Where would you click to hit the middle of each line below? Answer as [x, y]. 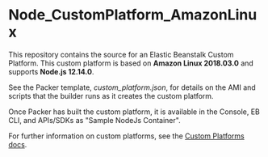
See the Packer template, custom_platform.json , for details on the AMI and [132, 87]
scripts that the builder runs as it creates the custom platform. [111, 95]
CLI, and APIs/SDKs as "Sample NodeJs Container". [94, 120]
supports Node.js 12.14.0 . [51, 71]
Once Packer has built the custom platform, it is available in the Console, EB [134, 112]
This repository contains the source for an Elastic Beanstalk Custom [121, 54]
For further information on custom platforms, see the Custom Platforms [126, 136]
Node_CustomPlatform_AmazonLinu [133, 15]
